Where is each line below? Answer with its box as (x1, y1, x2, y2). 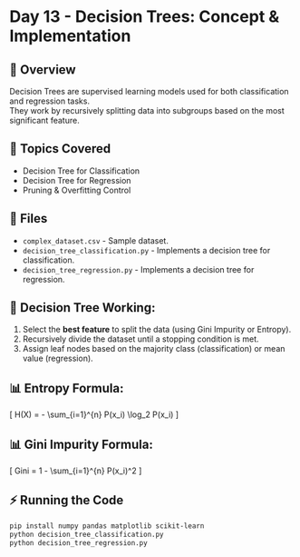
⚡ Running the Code (9, 492, 124, 508)
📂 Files (9, 211, 48, 226)
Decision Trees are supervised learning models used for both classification (9, 86, 289, 96)
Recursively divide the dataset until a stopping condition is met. (22, 333, 260, 344)
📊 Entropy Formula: (9, 380, 124, 396)
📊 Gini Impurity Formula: (9, 436, 154, 452)
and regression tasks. (9, 95, 91, 106)
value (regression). (22, 353, 93, 364)
